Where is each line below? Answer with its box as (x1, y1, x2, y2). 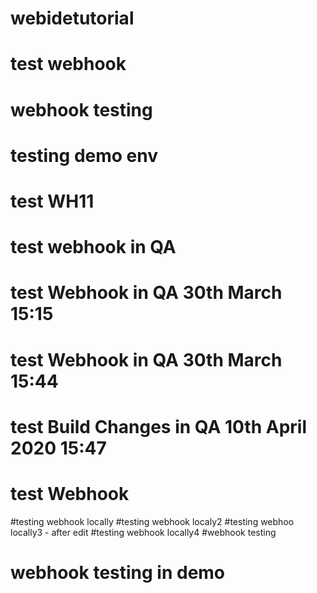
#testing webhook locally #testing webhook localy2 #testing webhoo (10, 515, 295, 527)
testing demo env (10, 144, 159, 167)
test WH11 (10, 190, 95, 212)
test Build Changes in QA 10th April (10, 415, 307, 438)
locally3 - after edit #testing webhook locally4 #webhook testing (10, 526, 277, 538)
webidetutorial (10, 7, 135, 30)
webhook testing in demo (10, 561, 226, 584)
